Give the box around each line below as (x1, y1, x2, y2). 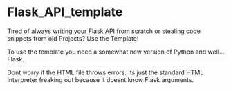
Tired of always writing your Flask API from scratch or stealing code (7, 27, 201, 35)
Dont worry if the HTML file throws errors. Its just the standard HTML (7, 68, 204, 77)
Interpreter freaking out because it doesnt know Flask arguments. (7, 75, 194, 83)
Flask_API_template (7, 4, 123, 20)
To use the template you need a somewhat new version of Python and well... (7, 48, 225, 56)
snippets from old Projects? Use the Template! (7, 34, 139, 42)
